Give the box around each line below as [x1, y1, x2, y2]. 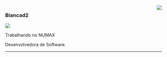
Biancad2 [5, 12, 29, 19]
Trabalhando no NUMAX [5, 32, 56, 38]
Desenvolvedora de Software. [5, 42, 66, 48]
